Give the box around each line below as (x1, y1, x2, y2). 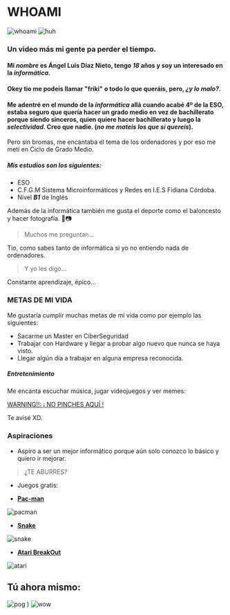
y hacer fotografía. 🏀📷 (7, 214, 72, 223)
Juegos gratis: (17, 481, 59, 489)
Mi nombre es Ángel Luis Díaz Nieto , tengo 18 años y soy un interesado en (7, 62, 223, 70)
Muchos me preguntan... (23, 230, 95, 239)
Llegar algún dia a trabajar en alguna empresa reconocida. (17, 354, 184, 362)
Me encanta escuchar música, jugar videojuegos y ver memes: (7, 387, 186, 395)
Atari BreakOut (17, 548, 61, 556)
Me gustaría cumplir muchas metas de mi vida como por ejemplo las (7, 311, 202, 319)
